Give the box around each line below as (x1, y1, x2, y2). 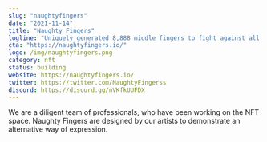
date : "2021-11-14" (8, 19, 74, 27)
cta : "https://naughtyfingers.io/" (8, 41, 127, 49)
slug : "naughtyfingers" (8, 11, 88, 20)
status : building (8, 64, 67, 72)
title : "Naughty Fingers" (8, 26, 95, 34)
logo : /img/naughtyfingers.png (8, 49, 113, 57)
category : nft (8, 57, 56, 65)
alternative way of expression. (8, 124, 108, 134)
